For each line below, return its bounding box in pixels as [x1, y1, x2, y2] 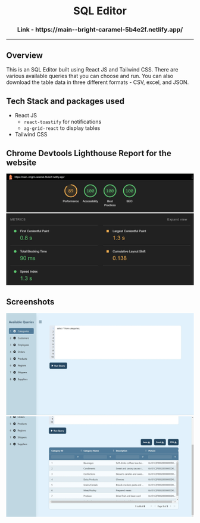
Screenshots [6, 297, 55, 307]
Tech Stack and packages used [6, 96, 125, 106]
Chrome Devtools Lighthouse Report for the [6, 148, 171, 158]
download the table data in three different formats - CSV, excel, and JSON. [6, 79, 189, 86]
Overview [6, 50, 43, 60]
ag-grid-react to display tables [23, 124, 101, 132]
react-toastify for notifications [23, 118, 102, 126]
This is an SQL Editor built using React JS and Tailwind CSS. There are [6, 66, 179, 73]
